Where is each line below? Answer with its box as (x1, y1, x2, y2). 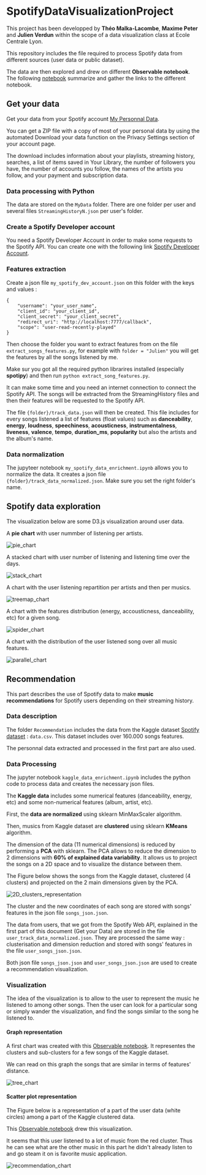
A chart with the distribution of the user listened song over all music (6, 637, 178, 645)
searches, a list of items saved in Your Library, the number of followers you (6, 158, 196, 166)
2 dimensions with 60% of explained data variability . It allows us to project (6, 854, 197, 861)
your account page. (6, 140, 56, 147)
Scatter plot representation (6, 1093, 77, 1100)
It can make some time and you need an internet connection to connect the (6, 384, 196, 391)
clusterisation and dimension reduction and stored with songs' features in (6, 940, 192, 948)
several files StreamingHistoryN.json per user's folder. (6, 207, 143, 215)
